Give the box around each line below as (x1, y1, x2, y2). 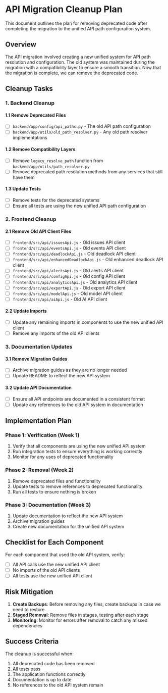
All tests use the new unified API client (12, 572, 92, 579)
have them (12, 174, 35, 180)
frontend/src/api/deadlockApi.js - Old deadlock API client (12, 251, 136, 257)
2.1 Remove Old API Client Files (5, 228, 72, 234)
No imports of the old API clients (12, 567, 80, 573)
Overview (5, 40, 37, 49)
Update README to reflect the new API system (12, 373, 110, 379)
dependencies (12, 622, 43, 628)
